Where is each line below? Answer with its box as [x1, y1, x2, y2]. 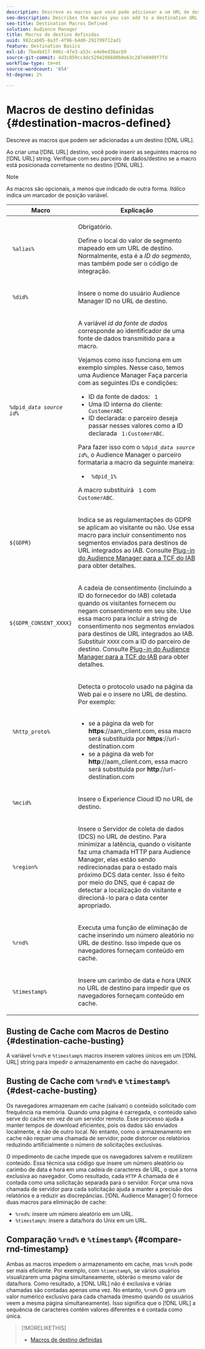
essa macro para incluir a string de [77, 615, 178, 623]
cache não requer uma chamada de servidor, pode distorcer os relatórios [6, 1134, 190, 1142]
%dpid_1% [91, 473, 117, 480]
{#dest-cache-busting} [6, 1086, 98, 1096]
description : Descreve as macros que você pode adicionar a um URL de [6, 9, 190, 15]
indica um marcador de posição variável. [6, 192, 109, 199]
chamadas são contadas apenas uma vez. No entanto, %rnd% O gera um [6, 1286, 186, 1293]
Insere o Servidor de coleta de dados [77, 824, 184, 833]
